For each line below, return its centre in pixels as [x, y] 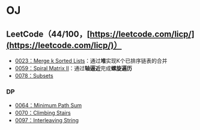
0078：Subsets [34, 76]
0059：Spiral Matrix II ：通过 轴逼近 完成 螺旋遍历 [73, 68]
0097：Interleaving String [47, 120]
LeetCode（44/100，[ [48, 34]
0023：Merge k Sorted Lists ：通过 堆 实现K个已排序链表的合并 [91, 61]
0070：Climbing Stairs [43, 113]
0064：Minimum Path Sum [48, 105]
